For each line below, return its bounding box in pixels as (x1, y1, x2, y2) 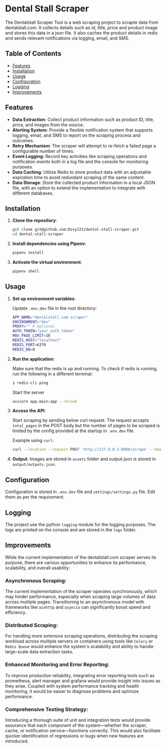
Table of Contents (5, 50, 62, 58)
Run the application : (12, 356, 55, 362)
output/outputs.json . (12, 461, 56, 467)
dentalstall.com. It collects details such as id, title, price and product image (5, 24, 158, 30)
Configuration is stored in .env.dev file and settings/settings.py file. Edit (5, 489, 156, 495)
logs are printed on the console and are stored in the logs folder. (5, 527, 137, 533)
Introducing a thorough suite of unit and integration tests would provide (5, 717, 151, 723)
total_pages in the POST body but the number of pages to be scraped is (12, 423, 160, 429)
